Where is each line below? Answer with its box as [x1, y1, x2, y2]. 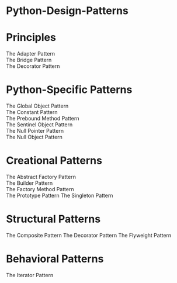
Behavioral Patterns [6, 253, 104, 265]
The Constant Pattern [6, 109, 58, 116]
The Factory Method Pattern [6, 186, 74, 192]
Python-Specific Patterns [6, 83, 133, 96]
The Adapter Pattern [6, 50, 55, 57]
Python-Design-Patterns [6, 4, 129, 18]
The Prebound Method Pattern [6, 115, 79, 122]
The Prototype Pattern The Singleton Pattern [6, 192, 113, 199]
